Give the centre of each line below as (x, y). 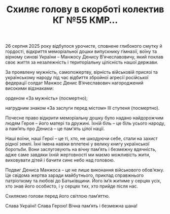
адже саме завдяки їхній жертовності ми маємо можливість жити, (78, 155)
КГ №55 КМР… (85, 20)
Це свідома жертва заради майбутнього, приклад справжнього (74, 175)
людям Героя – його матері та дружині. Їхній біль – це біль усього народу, (85, 124)
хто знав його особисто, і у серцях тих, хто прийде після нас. (72, 186)
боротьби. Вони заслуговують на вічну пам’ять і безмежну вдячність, (81, 149)
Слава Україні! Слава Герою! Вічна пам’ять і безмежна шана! (72, 206)
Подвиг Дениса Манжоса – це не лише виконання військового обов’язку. (85, 170)
